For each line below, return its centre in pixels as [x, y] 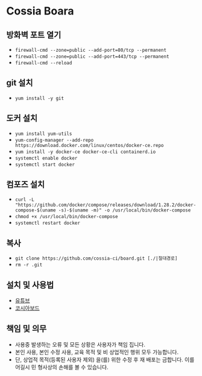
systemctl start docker [45, 164]
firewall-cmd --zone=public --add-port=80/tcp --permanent [91, 50]
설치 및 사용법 [30, 285]
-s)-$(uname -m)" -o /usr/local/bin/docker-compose [125, 210]
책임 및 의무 [27, 329]
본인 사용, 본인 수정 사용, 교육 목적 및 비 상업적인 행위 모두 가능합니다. [97, 352]
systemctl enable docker [46, 158]
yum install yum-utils [43, 134]
